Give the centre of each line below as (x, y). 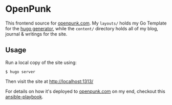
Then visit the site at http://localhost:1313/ (49, 81)
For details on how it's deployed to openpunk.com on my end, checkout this (85, 91)
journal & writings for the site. (36, 34)
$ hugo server (20, 72)
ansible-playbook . (24, 97)
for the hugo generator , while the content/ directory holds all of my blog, (82, 28)
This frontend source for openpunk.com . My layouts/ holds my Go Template (86, 23)
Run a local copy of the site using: (41, 62)
